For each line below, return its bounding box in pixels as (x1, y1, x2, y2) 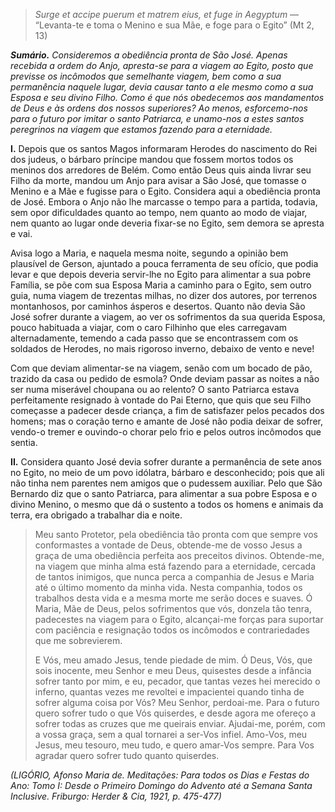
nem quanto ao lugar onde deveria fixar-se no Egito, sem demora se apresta (10, 217, 325, 229)
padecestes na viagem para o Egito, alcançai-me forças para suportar (34, 614, 324, 625)
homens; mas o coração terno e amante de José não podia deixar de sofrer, (10, 415, 324, 427)
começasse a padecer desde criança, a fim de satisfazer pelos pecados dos (10, 405, 325, 416)
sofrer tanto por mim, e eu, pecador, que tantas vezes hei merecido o (34, 675, 321, 687)
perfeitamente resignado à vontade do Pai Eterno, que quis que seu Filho (10, 394, 312, 406)
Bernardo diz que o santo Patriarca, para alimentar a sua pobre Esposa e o (10, 488, 318, 499)
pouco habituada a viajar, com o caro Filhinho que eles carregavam (10, 322, 288, 333)
